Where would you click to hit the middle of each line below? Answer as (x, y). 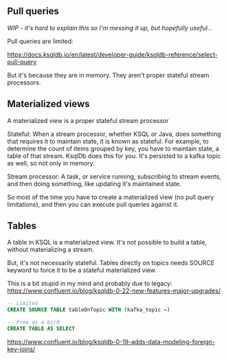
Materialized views (49, 104)
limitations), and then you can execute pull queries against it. (93, 204)
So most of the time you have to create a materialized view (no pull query (111, 197)
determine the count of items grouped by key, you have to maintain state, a (113, 148)
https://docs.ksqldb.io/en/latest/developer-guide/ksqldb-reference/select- (113, 54)
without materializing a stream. (51, 249)
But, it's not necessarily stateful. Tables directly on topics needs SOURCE (111, 263)
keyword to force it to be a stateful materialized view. (82, 270)
